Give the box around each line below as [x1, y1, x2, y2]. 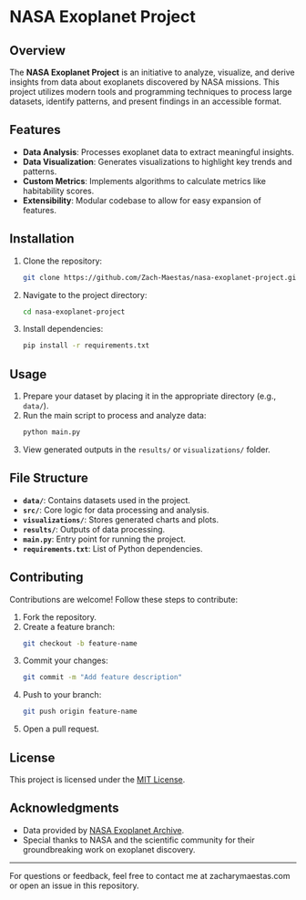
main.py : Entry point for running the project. [22, 533, 187, 544]
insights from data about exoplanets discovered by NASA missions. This [9, 77, 280, 88]
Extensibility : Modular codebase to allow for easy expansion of [22, 194, 261, 206]
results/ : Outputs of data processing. [22, 523, 166, 534]
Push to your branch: [22, 689, 102, 700]
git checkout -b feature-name [22, 638, 138, 648]
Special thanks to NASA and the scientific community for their [22, 834, 255, 845]
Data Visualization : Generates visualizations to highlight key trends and [22, 156, 292, 167]
